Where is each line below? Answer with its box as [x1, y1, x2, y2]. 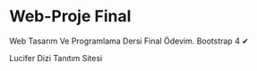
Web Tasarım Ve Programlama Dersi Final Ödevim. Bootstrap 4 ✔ [9, 35, 249, 46]
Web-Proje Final [9, 6, 132, 27]
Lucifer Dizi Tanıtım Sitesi [9, 52, 103, 63]
